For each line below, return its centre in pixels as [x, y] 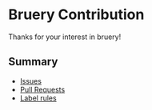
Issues [31, 81]
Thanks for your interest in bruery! [65, 37]
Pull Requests [42, 89]
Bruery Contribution [76, 15]
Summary [33, 62]
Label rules [38, 98]
